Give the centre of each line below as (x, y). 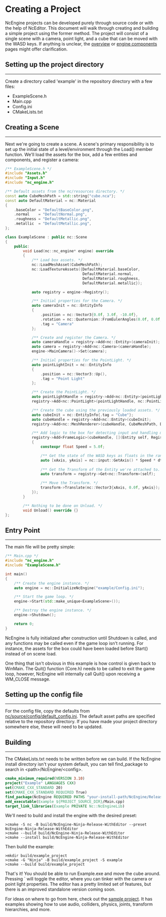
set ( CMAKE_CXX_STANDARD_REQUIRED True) (46, 792)
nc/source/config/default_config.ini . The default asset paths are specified (80, 716)
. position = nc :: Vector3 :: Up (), (74, 374)
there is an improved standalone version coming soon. (61, 889)
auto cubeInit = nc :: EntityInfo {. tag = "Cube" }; (83, 415)
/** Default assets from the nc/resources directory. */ (65, 191)
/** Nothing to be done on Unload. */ (63, 505)
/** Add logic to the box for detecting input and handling (95, 433)
